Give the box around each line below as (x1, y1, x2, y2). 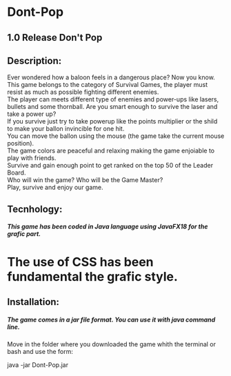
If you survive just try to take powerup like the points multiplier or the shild (7, 117, 218, 126)
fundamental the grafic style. (7, 268, 178, 284)
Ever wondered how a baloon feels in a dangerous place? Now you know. (7, 73, 215, 81)
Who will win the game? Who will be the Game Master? (7, 176, 163, 184)
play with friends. (7, 154, 57, 162)
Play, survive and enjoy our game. (7, 184, 103, 192)
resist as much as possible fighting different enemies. (7, 88, 159, 97)
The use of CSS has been (7, 254, 154, 270)
